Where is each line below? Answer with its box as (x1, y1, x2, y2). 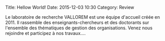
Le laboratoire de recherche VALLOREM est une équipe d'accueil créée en (5, 14, 160, 20)
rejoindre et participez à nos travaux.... (5, 30, 86, 36)
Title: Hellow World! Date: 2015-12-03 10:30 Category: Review (5, 5, 135, 10)
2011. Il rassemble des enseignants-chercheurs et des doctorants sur (5, 20, 149, 25)
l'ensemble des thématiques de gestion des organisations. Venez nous (5, 25, 153, 31)
